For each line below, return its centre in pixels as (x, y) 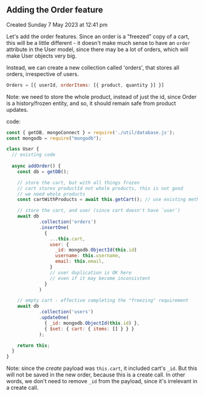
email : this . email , (80, 261)
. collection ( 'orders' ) (67, 222)
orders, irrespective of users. (42, 74)
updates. (17, 109)
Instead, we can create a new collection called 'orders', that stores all (93, 67)
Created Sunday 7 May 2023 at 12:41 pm (57, 24)
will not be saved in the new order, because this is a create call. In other (96, 375)
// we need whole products (51, 194)
